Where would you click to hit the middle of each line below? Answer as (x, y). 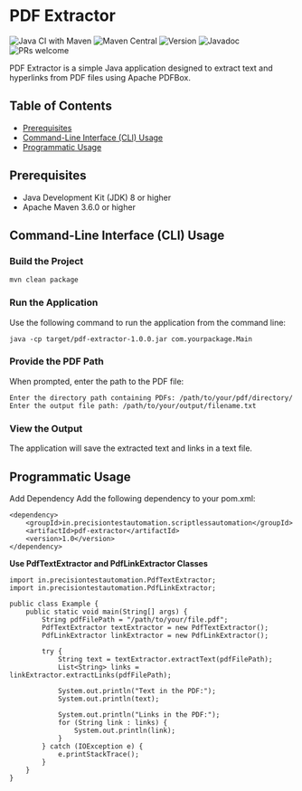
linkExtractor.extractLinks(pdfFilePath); (90, 675)
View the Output (46, 428)
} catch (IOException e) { (93, 746)
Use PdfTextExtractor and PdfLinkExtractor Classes (109, 563)
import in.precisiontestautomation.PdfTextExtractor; (113, 580)
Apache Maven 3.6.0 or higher (79, 207)
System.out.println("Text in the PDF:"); (137, 691)
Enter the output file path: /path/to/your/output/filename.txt (133, 405)
